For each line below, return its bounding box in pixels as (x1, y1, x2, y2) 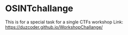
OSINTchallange (5, 3, 73, 14)
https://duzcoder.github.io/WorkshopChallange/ (5, 24, 103, 30)
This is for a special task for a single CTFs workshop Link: (5, 19, 123, 25)
